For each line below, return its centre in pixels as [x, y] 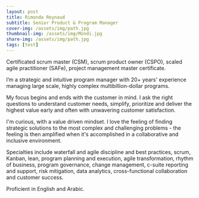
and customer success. [35, 177]
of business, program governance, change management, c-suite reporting [97, 165]
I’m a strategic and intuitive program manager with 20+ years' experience [96, 79]
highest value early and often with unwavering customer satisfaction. [91, 110]
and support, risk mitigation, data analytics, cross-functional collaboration [97, 171]
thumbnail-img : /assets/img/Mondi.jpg [54, 34]
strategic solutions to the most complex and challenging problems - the [94, 128]
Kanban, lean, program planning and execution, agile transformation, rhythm [100, 158]
